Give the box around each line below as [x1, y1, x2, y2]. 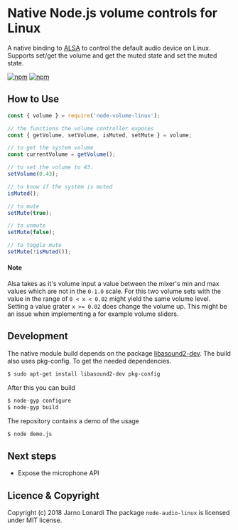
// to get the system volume [7, 144, 94, 152]
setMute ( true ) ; [7, 209, 53, 216]
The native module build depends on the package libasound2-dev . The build [7, 349, 231, 357]
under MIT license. [7, 516, 63, 524]
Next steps [7, 450, 57, 462]
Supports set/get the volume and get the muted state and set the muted [7, 51, 217, 60]
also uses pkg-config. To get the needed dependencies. [7, 356, 172, 365]
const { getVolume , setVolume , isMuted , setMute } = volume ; [7, 132, 193, 139]
